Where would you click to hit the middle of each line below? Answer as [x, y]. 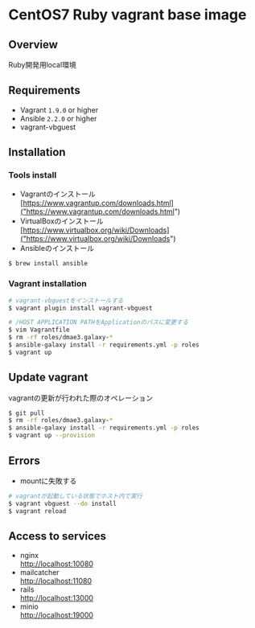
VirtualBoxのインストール [62, 221]
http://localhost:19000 [57, 615]
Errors [24, 460]
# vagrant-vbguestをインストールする [66, 300]
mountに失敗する [48, 481]
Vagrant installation [47, 284]
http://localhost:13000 [57, 598]
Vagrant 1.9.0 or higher [59, 109]
